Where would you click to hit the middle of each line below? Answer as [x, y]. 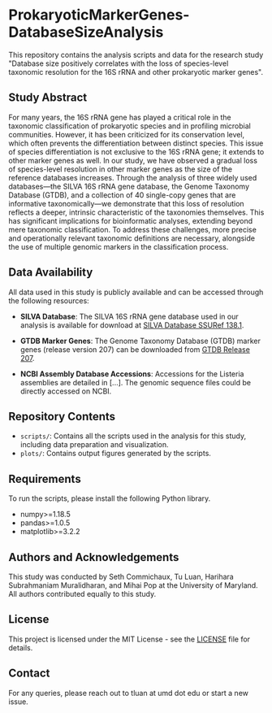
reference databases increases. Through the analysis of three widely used [133, 177]
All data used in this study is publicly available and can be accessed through [136, 292]
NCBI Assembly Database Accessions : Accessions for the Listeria [132, 374]
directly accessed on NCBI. [66, 391]
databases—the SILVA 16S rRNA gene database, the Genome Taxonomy [129, 186]
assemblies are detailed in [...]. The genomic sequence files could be [136, 382]
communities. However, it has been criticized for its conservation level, [127, 134]
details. [21, 647]
